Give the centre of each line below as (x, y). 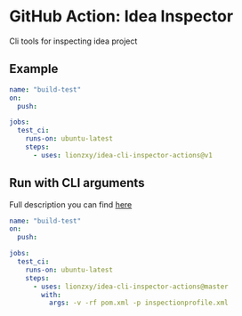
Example (34, 69)
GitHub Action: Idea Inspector (121, 16)
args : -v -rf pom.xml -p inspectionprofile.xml (138, 303)
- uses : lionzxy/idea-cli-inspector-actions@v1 (123, 155)
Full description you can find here (71, 204)
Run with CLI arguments (77, 183)
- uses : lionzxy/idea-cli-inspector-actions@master (130, 287)
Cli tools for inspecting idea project (73, 41)
